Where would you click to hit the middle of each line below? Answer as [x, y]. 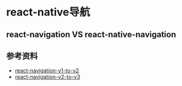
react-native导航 [48, 12]
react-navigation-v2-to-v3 [48, 77]
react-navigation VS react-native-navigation [91, 34]
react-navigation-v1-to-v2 [47, 71]
